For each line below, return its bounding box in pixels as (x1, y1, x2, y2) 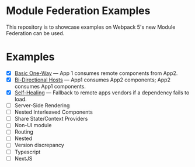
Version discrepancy (14, 142, 64, 149)
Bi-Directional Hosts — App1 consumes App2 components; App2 (14, 76, 171, 83)
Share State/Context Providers (14, 115, 88, 122)
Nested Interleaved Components (14, 108, 93, 115)
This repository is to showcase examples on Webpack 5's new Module (6, 23, 176, 30)
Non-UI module (14, 122, 52, 129)
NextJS (14, 155, 33, 162)
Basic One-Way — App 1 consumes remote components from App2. (14, 69, 178, 77)
